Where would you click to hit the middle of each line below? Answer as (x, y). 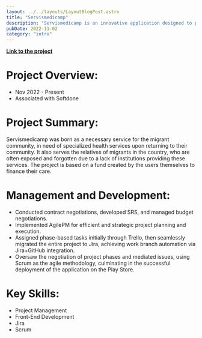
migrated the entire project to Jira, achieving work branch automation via (105, 244)
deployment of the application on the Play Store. (75, 269)
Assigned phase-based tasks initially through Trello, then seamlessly (100, 237)
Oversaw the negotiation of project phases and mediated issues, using (103, 256)
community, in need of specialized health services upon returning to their (97, 146)
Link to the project (29, 51)
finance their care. (29, 171)
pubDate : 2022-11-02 (32, 29)
